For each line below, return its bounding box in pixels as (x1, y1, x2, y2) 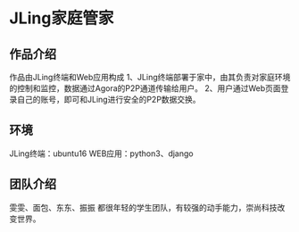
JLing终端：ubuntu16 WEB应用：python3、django (9, 148, 194, 159)
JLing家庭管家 (9, 8, 114, 29)
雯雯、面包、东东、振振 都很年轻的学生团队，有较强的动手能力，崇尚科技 (9, 202, 278, 212)
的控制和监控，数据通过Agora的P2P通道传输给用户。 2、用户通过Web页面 (9, 83, 281, 94)
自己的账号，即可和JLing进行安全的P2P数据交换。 (16, 95, 201, 104)
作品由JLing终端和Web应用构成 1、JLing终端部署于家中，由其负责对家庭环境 (9, 72, 291, 82)
